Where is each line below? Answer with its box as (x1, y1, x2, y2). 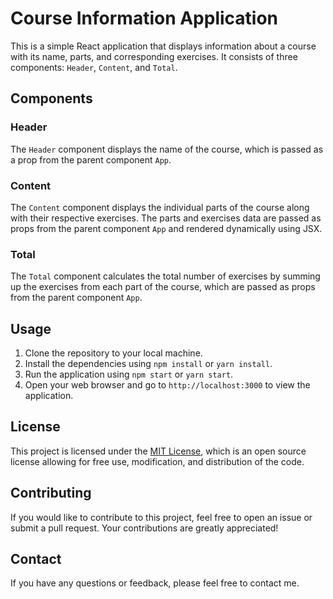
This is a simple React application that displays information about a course (10, 40, 317, 52)
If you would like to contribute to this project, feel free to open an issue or (10, 511, 313, 523)
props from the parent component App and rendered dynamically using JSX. (10, 222, 323, 234)
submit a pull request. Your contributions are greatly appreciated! (10, 522, 279, 534)
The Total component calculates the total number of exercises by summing (10, 270, 321, 282)
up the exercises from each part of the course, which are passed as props (10, 281, 316, 293)
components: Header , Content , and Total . (10, 61, 178, 73)
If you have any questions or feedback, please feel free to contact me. (10, 577, 300, 589)
